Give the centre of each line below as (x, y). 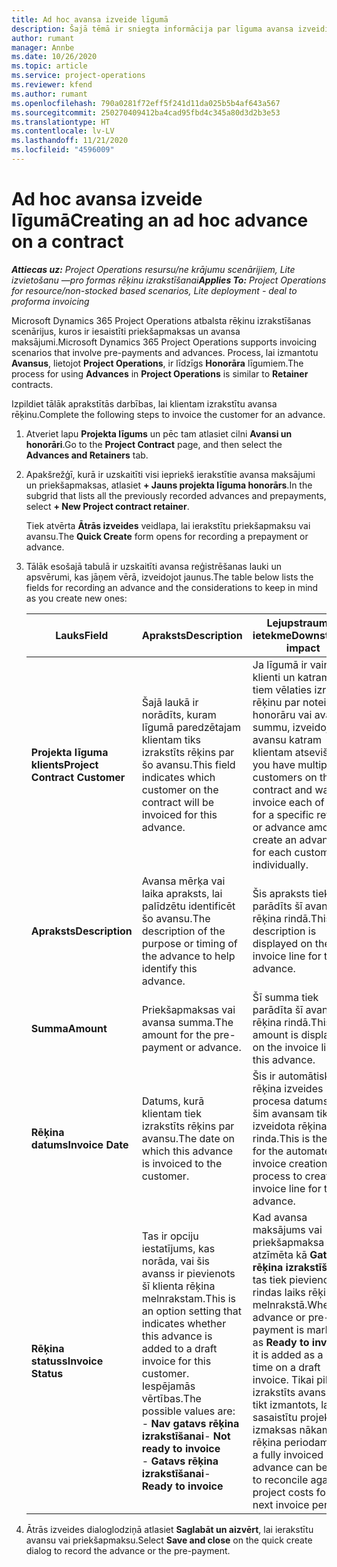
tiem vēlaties (282, 689)
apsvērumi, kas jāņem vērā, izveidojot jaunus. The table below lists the (169, 577)
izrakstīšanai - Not (186, 1436)
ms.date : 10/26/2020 (54, 57)
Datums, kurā (173, 1101)
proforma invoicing (50, 301)
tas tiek (270, 1279)
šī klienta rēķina (178, 1286)
